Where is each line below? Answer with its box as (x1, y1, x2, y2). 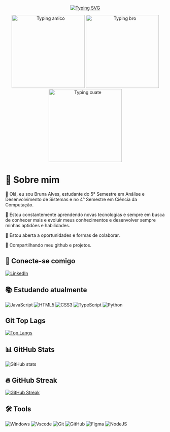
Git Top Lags (5, 316, 46, 325)
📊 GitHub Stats (5, 345, 55, 354)
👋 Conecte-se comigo (5, 257, 76, 265)
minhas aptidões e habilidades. (5, 222, 70, 228)
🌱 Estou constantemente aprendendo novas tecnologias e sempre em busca (5, 211, 165, 218)
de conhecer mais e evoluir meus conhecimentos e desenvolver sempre (5, 217, 156, 223)
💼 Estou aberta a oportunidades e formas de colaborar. (5, 232, 120, 238)
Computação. (5, 201, 34, 208)
